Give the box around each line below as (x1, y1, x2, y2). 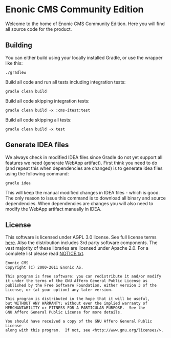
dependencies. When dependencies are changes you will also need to (5, 200, 154, 206)
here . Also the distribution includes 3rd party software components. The (5, 240, 158, 246)
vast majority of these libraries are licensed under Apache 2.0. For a (5, 245, 148, 251)
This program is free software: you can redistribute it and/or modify (5, 274, 161, 279)
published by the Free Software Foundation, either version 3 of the (5, 283, 157, 288)
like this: (5, 60, 23, 66)
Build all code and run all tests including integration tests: (5, 78, 126, 85)
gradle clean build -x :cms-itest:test (5, 108, 91, 113)
